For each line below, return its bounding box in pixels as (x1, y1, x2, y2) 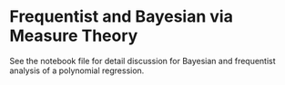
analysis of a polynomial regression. (9, 65, 145, 76)
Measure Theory (9, 25, 138, 46)
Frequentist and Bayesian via (9, 6, 234, 27)
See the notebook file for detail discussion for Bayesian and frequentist (9, 55, 276, 66)
